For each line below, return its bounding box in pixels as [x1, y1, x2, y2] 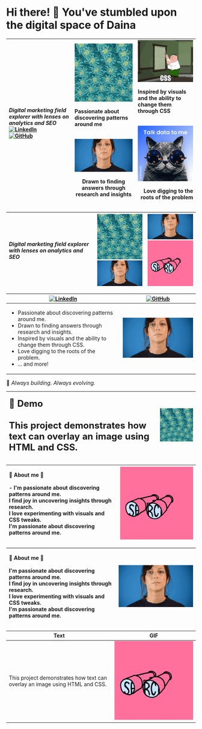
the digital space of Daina [6, 18, 136, 32]
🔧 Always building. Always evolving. [6, 379, 96, 386]
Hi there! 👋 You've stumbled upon [6, 5, 177, 19]
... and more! [17, 360, 49, 368]
